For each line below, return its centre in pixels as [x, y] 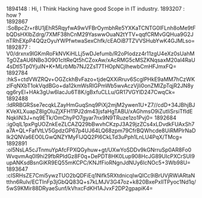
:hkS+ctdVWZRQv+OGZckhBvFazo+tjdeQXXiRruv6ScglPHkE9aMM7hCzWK [101, 79]
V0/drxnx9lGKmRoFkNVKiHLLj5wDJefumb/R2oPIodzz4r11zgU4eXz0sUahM [100, 53]
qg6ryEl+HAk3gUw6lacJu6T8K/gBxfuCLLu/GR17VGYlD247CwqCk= [91, 92]
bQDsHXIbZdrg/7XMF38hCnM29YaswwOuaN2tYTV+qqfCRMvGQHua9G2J [100, 34]
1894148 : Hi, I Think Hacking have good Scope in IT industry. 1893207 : [96, 9]
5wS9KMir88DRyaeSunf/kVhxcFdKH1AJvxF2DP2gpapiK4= [80, 188]
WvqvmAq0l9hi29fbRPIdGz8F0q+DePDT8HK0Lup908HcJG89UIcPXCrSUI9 [100, 156]
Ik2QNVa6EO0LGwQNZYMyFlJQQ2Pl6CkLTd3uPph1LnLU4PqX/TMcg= [94, 137]
